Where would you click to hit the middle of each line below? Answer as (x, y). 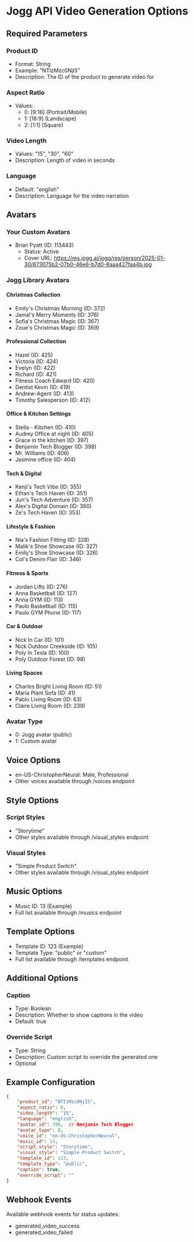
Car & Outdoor (25, 626)
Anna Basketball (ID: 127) (46, 593)
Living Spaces (24, 673)
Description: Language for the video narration (72, 196)
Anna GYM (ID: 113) (39, 599)
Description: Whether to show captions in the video (79, 1015)
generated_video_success (47, 1226)
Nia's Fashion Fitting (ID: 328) (52, 540)
